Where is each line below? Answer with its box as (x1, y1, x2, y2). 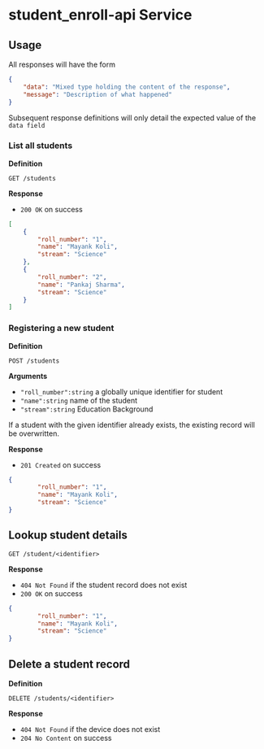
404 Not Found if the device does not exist (19, 724, 161, 734)
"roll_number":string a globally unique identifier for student (19, 386, 223, 396)
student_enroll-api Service (8, 6, 193, 24)
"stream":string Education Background (19, 404, 154, 414)
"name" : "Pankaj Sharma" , (37, 281, 126, 289)
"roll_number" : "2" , (37, 272, 107, 281)
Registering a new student (8, 323, 115, 334)
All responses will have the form (8, 59, 116, 69)
